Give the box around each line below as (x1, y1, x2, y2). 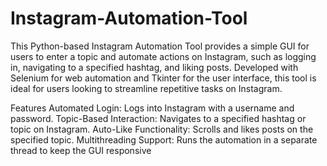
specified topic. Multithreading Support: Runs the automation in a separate (10, 133, 318, 146)
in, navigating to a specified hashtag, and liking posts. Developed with (10, 61, 299, 73)
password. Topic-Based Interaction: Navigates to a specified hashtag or (10, 112, 307, 124)
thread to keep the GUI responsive (10, 144, 152, 156)
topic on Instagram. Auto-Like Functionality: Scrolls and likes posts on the (10, 123, 314, 135)
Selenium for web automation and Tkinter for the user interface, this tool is (10, 72, 317, 84)
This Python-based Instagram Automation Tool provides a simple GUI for (10, 40, 310, 52)
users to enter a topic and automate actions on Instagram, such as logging (10, 50, 317, 62)
